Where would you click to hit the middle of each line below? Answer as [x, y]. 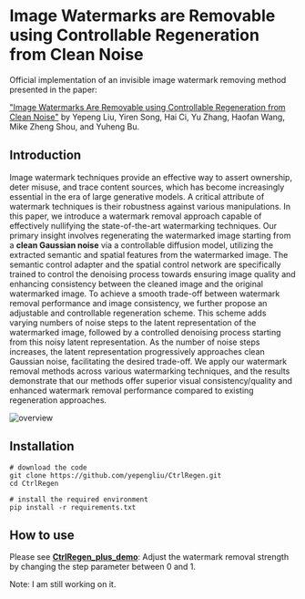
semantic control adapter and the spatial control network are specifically [145, 264]
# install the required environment [79, 499]
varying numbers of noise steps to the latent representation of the [133, 322]
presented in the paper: [53, 89]
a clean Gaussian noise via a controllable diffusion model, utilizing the [142, 245]
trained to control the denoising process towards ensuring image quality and [152, 274]
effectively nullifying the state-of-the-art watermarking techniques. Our [143, 225]
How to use [42, 535]
